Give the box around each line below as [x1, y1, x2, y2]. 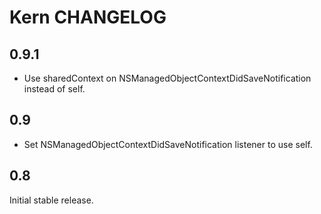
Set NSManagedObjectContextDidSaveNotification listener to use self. [23, 138, 313, 150]
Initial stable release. [9, 194, 94, 206]
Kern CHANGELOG [9, 6, 167, 29]
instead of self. [23, 83, 86, 95]
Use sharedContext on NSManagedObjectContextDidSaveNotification [23, 72, 312, 84]
